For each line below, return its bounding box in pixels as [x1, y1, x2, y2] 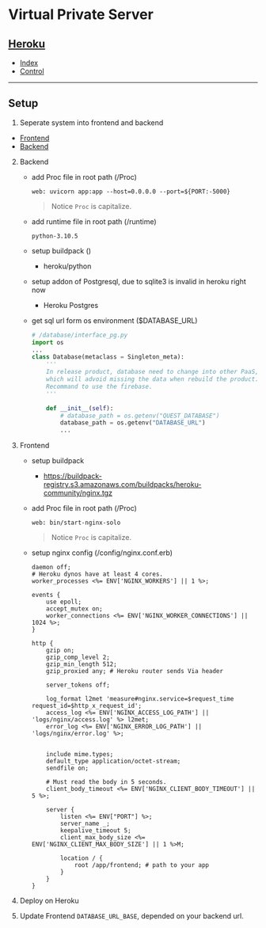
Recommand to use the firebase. [46, 382, 153, 390]
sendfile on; [46, 764, 89, 773]
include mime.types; [46, 751, 114, 759]
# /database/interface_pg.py [31, 331, 128, 339]
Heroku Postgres [43, 300, 99, 310]
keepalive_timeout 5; [59, 827, 132, 835]
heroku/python [43, 261, 92, 271]
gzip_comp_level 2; [46, 653, 111, 662]
